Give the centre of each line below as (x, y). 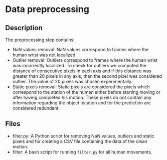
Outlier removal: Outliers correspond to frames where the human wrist (85, 60)
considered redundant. (36, 108)
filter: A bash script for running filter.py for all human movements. (82, 152)
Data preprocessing (47, 9)
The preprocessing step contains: (40, 40)
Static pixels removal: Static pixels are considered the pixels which (81, 87)
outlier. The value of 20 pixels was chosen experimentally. (72, 82)
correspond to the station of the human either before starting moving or (86, 92)
